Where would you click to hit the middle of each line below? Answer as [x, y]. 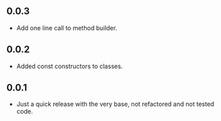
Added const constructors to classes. [70, 66]
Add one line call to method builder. [67, 27]
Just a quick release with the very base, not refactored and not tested [115, 104]
